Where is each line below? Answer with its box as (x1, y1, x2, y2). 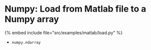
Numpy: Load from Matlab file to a (4, 3, 147, 15)
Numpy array (4, 14, 60, 25)
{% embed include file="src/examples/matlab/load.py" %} (4, 30, 123, 35)
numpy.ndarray (11, 40, 41, 45)
